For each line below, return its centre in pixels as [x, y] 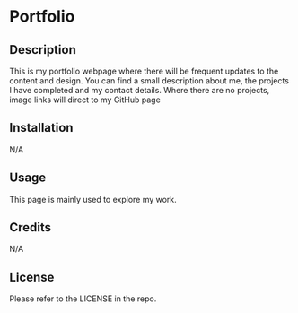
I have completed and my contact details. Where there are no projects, [140, 90]
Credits [31, 227]
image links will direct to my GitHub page [85, 100]
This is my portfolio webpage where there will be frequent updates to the [144, 71]
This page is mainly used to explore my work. [93, 199]
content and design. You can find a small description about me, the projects [149, 81]
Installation [41, 128]
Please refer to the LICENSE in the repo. [83, 299]
